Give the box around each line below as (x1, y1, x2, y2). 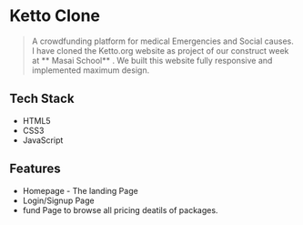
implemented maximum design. (31, 65, 150, 76)
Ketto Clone (9, 5, 101, 26)
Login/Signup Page (22, 195, 95, 206)
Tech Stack (9, 91, 75, 107)
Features (9, 161, 61, 177)
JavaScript (22, 134, 64, 146)
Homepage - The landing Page (22, 185, 138, 196)
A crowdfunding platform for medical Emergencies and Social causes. (31, 36, 294, 46)
